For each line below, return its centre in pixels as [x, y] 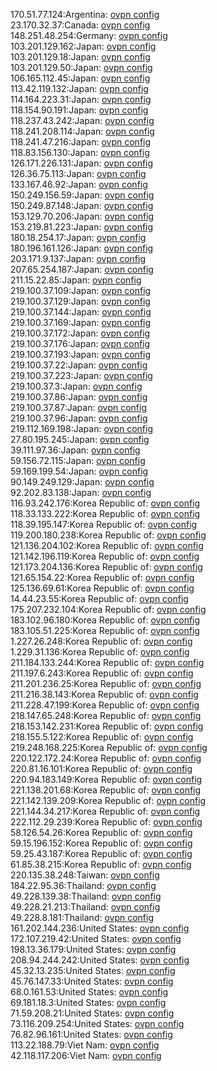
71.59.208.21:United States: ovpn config [92, 1013]
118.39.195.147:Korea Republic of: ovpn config [104, 524]
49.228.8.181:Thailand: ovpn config [82, 917]
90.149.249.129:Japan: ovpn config [82, 482]
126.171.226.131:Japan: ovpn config [82, 163]
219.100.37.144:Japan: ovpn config [81, 312]
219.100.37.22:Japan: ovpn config [79, 365]
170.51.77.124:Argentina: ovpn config [85, 14]
